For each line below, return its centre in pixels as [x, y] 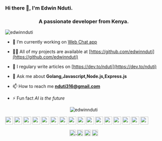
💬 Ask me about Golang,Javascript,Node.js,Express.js [70, 76]
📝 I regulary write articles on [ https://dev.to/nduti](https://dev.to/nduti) [84, 66]
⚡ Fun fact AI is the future [38, 98]
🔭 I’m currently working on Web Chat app [55, 42]
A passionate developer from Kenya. [84, 21]
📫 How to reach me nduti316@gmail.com [56, 86]
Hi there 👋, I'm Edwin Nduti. [39, 8]
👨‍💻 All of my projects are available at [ [51, 51]
